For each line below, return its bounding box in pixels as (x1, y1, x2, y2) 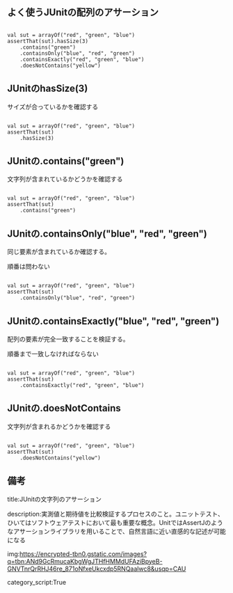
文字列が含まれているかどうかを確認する (7, 175, 123, 183)
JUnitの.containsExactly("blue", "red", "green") (7, 315, 220, 327)
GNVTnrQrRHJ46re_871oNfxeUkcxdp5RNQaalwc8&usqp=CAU (7, 564, 186, 573)
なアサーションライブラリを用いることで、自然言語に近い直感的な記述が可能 (7, 527, 226, 535)
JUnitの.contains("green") (7, 155, 124, 167)
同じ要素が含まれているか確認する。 (7, 248, 111, 256)
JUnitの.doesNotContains (7, 402, 122, 414)
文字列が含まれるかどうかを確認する (7, 422, 111, 430)
